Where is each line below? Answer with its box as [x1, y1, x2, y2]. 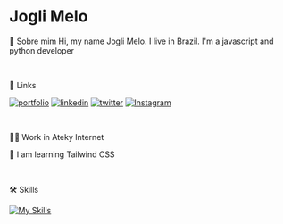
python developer [9, 45, 74, 55]
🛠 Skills [9, 184, 38, 195]
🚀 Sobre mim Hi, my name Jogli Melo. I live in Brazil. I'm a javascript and [9, 36, 274, 46]
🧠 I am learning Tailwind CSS [9, 149, 115, 160]
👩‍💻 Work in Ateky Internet [9, 131, 104, 142]
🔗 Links [9, 79, 37, 90]
